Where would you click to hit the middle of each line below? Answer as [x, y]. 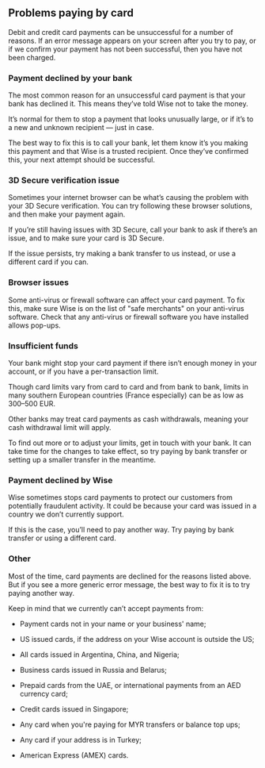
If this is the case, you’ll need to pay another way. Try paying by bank [121, 530]
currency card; [44, 693]
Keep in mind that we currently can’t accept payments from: [106, 608]
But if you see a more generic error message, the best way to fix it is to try [129, 584]
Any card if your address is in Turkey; [81, 739]
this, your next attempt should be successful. [82, 160]
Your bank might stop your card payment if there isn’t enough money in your [132, 363]
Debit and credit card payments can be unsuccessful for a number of [121, 32]
